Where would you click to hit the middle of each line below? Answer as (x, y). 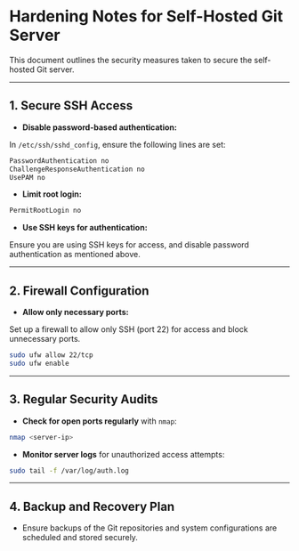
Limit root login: (52, 194)
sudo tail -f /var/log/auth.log (69, 470)
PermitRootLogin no (45, 211)
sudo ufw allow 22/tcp (51, 355)
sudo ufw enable (39, 363)
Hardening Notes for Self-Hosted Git (146, 16)
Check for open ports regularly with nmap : (99, 421)
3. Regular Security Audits (84, 399)
